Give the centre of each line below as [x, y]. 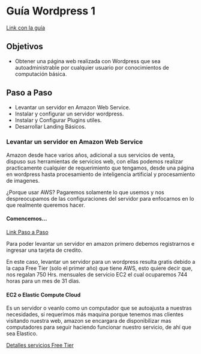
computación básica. [41, 74]
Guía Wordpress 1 [51, 11]
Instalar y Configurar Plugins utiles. [58, 120]
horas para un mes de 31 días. [43, 281]
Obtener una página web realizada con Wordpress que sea [88, 61]
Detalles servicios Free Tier [40, 345]
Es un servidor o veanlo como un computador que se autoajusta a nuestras [99, 308]
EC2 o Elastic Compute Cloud [43, 294]
